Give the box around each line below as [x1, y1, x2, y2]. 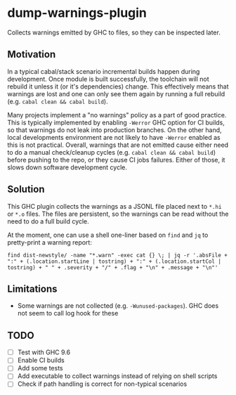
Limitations [7, 283, 58, 294]
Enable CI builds [17, 356, 65, 365]
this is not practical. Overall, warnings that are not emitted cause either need [7, 141, 229, 149]
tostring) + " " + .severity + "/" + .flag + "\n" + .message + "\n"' [7, 264, 218, 271]
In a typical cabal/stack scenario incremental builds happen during [7, 67, 200, 75]
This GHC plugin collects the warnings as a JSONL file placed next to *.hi [7, 202, 222, 210]
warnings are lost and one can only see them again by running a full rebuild [7, 89, 225, 98]
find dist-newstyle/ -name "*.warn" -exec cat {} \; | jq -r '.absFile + [7, 252, 228, 259]
